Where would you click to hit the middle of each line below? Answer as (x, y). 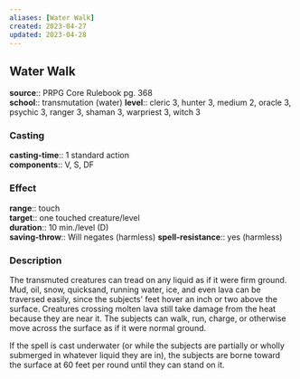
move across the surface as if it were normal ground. (108, 328)
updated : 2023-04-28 (48, 34)
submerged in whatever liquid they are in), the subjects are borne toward (145, 355)
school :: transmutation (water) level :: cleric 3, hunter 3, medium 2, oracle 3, (150, 103)
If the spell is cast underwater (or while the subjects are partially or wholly (147, 346)
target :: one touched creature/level (75, 217)
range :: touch (35, 208)
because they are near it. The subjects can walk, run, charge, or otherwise (148, 318)
